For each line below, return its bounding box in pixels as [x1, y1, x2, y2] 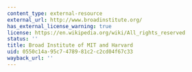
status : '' [7, 36, 38, 43]
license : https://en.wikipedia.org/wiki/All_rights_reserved [7, 29, 186, 36]
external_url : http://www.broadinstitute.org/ [7, 16, 143, 23]
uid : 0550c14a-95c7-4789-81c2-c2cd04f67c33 [7, 49, 134, 56]
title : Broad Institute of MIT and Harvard [7, 42, 134, 49]
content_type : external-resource [7, 10, 103, 17]
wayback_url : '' [7, 55, 53, 62]
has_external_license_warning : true [7, 23, 112, 29]
